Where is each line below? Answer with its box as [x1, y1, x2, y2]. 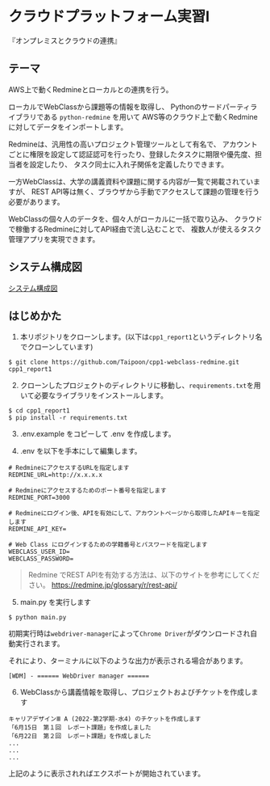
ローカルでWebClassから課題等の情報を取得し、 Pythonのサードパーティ [8, 102, 251, 112]
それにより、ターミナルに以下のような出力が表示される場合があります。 [8, 656, 247, 666]
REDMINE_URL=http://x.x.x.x [8, 471, 103, 480]
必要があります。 [8, 196, 64, 206]
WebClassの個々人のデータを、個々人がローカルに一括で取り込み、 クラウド [8, 213, 264, 223]
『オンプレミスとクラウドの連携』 [8, 36, 122, 45]
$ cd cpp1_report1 [8, 407, 70, 415]
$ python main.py [8, 614, 67, 622]
